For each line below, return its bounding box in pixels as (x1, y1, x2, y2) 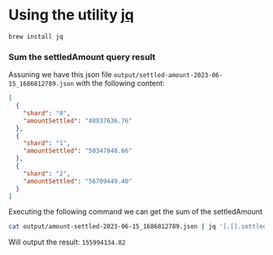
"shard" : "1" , (23, 140, 71, 148)
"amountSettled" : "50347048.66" (23, 147, 132, 155)
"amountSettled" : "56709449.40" (23, 177, 132, 185)
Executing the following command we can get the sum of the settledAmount (8, 207, 262, 217)
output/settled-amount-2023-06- (113, 71, 223, 80)
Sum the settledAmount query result (8, 51, 156, 63)
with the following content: (76, 79, 165, 89)
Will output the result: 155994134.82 (8, 237, 126, 247)
